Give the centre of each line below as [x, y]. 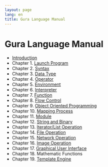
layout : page [18, 10]
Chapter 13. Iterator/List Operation [47, 127]
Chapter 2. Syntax [30, 69]
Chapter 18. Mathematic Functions [47, 154]
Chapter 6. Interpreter [34, 90]
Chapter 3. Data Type [34, 74]
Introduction [24, 58]
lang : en [14, 15]
